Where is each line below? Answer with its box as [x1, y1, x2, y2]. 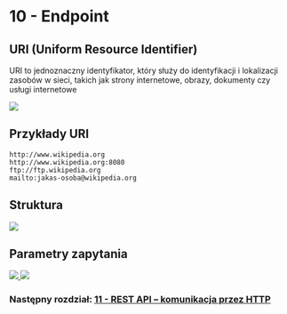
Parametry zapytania [9, 246, 128, 262]
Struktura [9, 197, 64, 213]
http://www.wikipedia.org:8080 [9, 157, 125, 166]
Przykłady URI [9, 126, 90, 141]
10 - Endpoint [9, 6, 109, 27]
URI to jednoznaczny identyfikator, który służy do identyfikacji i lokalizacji [9, 65, 278, 76]
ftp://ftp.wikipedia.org [9, 165, 101, 174]
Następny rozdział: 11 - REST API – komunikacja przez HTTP [9, 294, 271, 306]
